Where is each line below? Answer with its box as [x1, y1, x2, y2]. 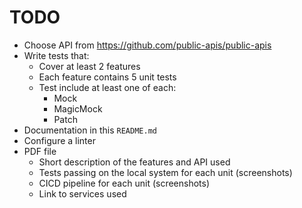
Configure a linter [23, 134, 96, 146]
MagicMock [53, 102, 103, 115]
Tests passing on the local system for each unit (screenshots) [38, 166, 293, 178]
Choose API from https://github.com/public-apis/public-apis [23, 39, 272, 51]
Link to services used [38, 187, 127, 200]
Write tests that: [23, 49, 90, 61]
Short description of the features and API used [38, 156, 231, 168]
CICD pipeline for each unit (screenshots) [38, 177, 211, 189]
